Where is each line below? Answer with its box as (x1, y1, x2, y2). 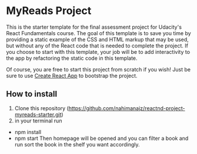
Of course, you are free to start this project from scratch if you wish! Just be (6, 66, 191, 73)
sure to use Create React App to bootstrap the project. (6, 72, 138, 79)
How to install (6, 89, 58, 99)
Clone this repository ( (14, 104, 69, 112)
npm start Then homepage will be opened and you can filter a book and (14, 135, 189, 142)
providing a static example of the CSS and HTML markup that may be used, (6, 36, 189, 43)
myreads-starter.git (14, 111, 62, 118)
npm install (14, 128, 42, 135)
